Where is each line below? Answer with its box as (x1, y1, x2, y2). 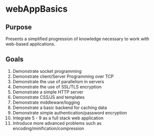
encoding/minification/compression (12, 125, 84, 131)
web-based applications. (5, 41, 56, 47)
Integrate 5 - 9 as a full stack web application (12, 115, 104, 121)
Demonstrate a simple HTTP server (12, 89, 83, 95)
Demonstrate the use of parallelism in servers (12, 78, 104, 84)
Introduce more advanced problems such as (12, 120, 102, 126)
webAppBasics (5, 3, 68, 15)
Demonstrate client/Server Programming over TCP (12, 73, 114, 79)
